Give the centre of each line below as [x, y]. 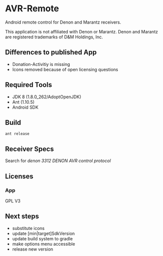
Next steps [22, 216]
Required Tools [29, 85]
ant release [17, 134]
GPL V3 [13, 201]
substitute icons [28, 228]
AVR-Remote [32, 9]
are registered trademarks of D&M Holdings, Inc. [54, 37]
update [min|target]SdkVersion [43, 233]
